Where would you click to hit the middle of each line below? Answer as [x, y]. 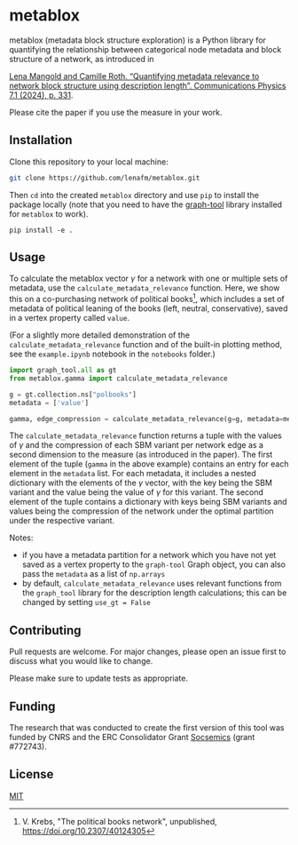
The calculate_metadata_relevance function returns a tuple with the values [145, 435]
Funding [32, 706]
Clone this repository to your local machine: [89, 162]
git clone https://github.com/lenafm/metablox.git [105, 178]
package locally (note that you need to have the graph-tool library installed [145, 204]
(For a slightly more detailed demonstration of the [100, 335]
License [31, 774]
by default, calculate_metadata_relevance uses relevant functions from [152, 584]
